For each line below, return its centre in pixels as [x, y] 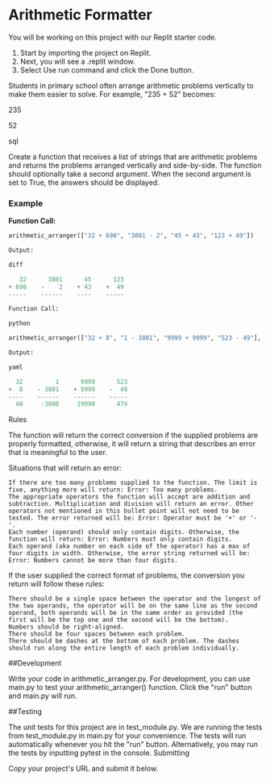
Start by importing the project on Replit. [85, 52]
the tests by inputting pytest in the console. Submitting [99, 753]
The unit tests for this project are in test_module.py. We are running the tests [135, 727]
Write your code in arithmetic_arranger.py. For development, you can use [129, 679]
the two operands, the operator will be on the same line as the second [133, 606]
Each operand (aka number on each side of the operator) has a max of [129, 546]
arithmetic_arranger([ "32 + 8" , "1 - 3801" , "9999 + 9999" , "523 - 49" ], [135, 338]
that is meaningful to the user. [58, 453]
